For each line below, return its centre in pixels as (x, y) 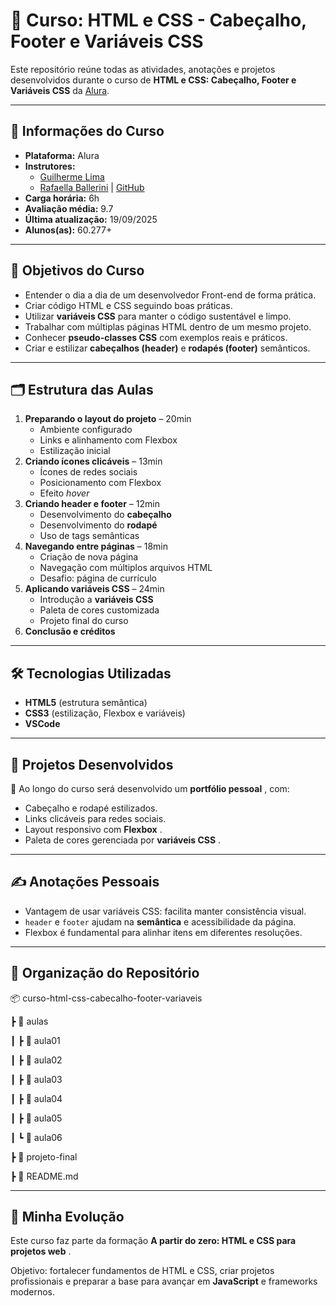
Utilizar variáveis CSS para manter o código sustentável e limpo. (158, 316)
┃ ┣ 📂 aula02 (36, 1060)
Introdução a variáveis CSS (96, 600)
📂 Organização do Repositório (105, 973)
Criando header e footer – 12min (92, 504)
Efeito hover (64, 493)
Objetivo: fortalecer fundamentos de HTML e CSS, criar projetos (142, 1271)
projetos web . (41, 1251)
